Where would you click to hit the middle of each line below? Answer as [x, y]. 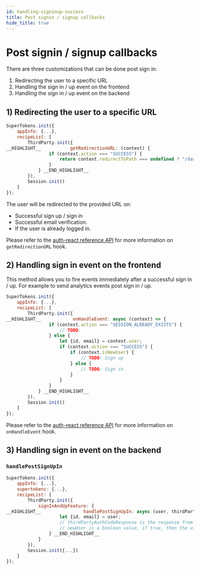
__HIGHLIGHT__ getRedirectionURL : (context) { [78, 148]
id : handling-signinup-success [45, 12]
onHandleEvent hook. [31, 431]
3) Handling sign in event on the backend [84, 450]
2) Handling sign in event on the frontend [84, 265]
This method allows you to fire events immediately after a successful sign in [99, 279]
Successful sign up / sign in [49, 215]
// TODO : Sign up [102, 358]
